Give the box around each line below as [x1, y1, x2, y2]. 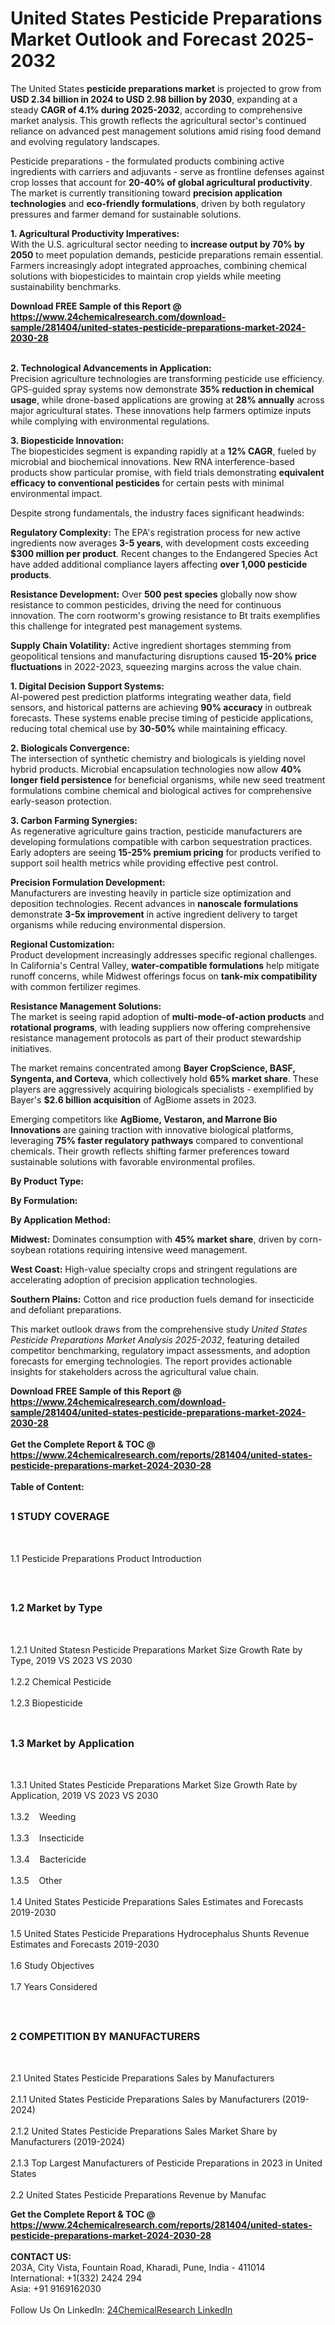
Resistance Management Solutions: [10, 1000, 162, 1012]
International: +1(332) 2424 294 [10, 2272, 142, 2284]
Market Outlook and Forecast [10, 28, 258, 51]
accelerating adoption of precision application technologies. [10, 1273, 258, 1286]
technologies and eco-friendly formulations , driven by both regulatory [10, 197, 306, 209]
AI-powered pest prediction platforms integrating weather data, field [10, 690, 292, 702]
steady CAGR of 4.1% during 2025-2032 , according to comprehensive [10, 103, 303, 116]
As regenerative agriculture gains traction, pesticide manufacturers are [10, 825, 303, 837]
